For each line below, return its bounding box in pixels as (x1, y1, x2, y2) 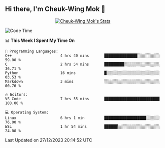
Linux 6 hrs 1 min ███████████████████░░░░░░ (5, 115, 160, 120)
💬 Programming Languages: (5, 49, 58, 54)
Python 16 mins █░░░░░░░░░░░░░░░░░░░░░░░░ (5, 70, 160, 75)
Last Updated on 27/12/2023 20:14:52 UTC (5, 137, 93, 143)
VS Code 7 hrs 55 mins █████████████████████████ (5, 96, 160, 101)
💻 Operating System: (5, 110, 49, 115)
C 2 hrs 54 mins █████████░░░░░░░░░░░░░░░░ (5, 62, 160, 67)
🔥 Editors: (5, 92, 28, 97)
